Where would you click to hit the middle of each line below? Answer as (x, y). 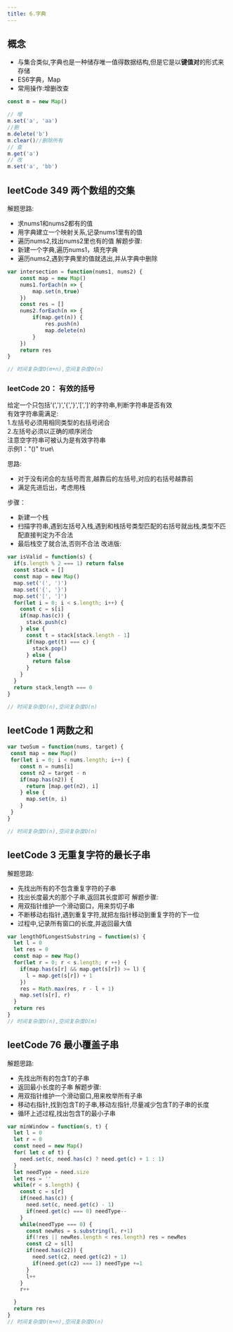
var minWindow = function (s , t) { (58, 1126)
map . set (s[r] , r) (45, 995)
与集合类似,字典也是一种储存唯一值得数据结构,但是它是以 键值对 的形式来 (121, 62)
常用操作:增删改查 (43, 88)
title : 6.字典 (27, 14)
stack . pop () (50, 648)
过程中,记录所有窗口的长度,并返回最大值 (74, 923)
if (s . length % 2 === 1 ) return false (69, 564)
